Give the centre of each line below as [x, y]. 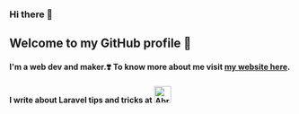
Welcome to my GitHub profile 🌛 [101, 44]
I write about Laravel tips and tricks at [81, 100]
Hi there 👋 [31, 14]
